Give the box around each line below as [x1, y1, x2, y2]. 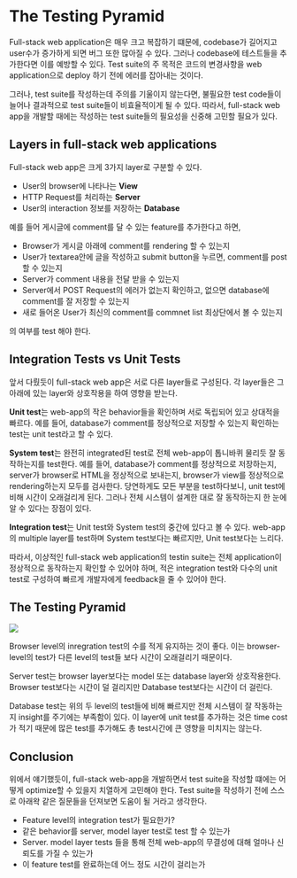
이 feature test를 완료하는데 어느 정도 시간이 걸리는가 [21, 859, 206, 870]
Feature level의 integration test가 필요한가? [21, 815, 175, 826]
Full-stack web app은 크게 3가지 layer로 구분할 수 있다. [9, 161, 202, 172]
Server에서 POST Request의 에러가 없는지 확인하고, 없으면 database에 [21, 284, 270, 295]
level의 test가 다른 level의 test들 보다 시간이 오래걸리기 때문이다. [9, 652, 232, 663]
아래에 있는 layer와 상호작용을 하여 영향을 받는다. [9, 387, 179, 398]
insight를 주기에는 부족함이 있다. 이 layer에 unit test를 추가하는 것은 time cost [18, 711, 288, 723]
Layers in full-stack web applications [9, 137, 217, 152]
